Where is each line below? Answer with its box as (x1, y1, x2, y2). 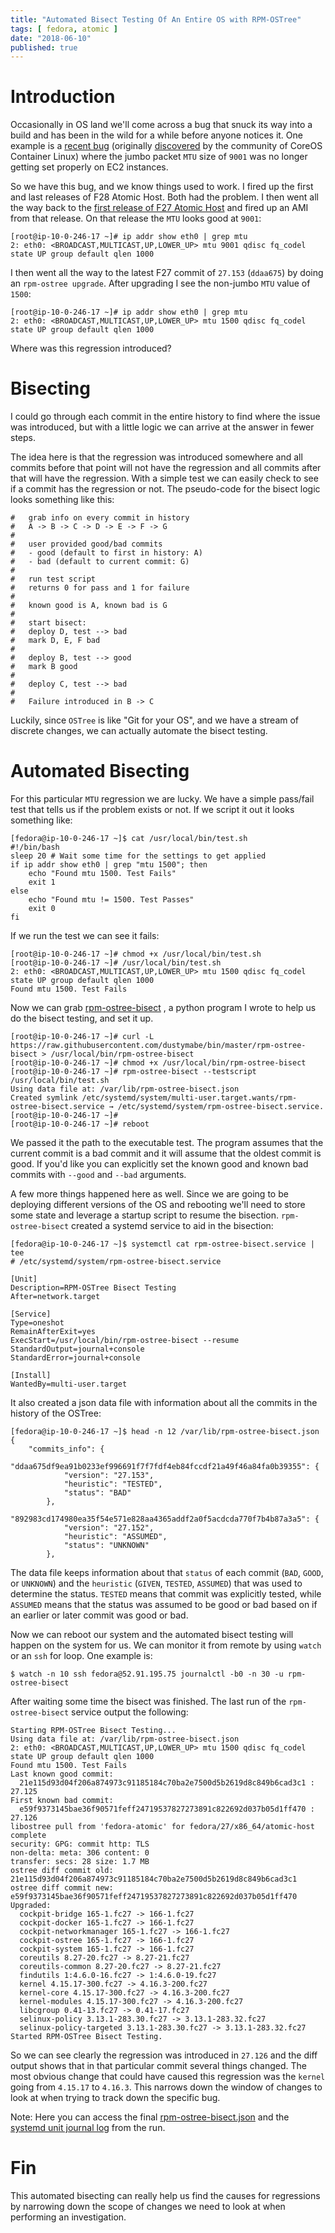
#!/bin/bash (10, 842, 60, 853)
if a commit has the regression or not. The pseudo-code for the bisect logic (10, 483, 321, 495)
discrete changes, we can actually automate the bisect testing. (10, 725, 268, 737)
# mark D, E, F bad (10, 636, 101, 646)
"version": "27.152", (63, 1523, 155, 1533)
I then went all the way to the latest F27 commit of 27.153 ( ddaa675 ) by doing (10, 267, 324, 279)
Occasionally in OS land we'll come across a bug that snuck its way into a (10, 119, 313, 131)
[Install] (10, 1371, 52, 1381)
